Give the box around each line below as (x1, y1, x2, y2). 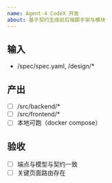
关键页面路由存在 (16, 169, 66, 177)
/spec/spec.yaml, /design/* (16, 62, 95, 71)
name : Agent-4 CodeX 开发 (7, 10, 79, 17)
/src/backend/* (16, 102, 60, 110)
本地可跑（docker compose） (16, 119, 102, 127)
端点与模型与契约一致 (16, 160, 78, 169)
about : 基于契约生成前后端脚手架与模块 (7, 16, 106, 23)
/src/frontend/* (16, 110, 60, 119)
